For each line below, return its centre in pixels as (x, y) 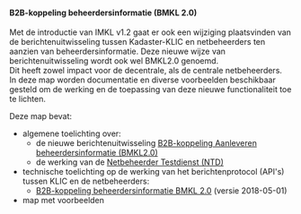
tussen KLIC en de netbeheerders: (86, 181)
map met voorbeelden (63, 201)
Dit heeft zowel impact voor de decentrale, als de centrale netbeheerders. (146, 71)
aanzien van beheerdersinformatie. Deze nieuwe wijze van (118, 51)
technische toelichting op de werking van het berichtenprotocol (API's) (153, 172)
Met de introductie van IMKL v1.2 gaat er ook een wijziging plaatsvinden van (150, 32)
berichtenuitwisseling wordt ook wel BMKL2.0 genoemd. (114, 61)
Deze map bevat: (41, 116)
